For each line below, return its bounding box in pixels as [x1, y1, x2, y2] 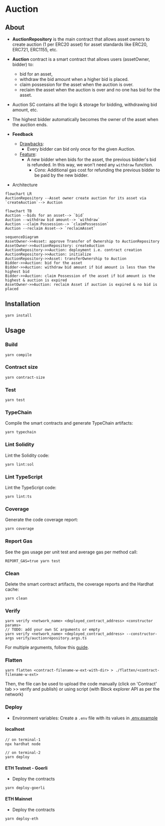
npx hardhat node [5, 742, 41, 747]
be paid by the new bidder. [34, 172, 89, 178]
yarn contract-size [5, 375, 45, 380]
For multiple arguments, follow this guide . [5, 644, 89, 650]
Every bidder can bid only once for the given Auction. [27, 146, 135, 152]
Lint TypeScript [5, 473, 43, 480]
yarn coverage [5, 526, 34, 531]
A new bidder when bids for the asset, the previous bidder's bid [27, 157, 157, 162]
